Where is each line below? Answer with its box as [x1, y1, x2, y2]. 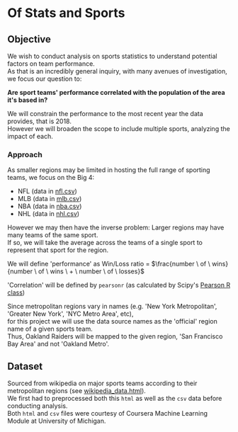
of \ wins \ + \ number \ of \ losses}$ [38, 267, 145, 275]
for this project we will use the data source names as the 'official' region [7, 317, 217, 326]
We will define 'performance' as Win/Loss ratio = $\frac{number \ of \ [7, 260, 210, 268]
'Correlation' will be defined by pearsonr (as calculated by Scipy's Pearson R [7, 281, 231, 290]
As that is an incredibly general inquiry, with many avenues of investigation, [7, 67, 228, 75]
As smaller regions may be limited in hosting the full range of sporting [7, 166, 210, 174]
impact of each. [7, 132, 53, 140]
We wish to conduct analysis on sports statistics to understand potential [7, 52, 217, 60]
